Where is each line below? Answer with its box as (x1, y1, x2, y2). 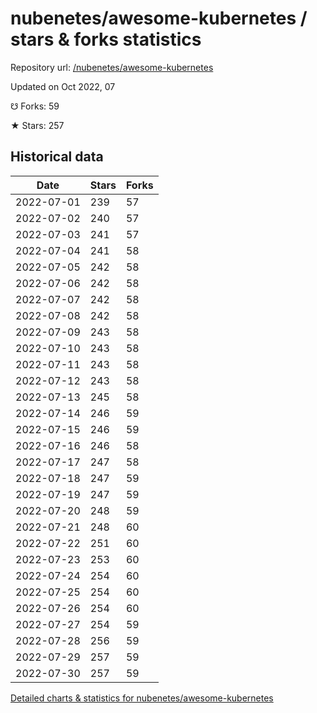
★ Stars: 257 (10, 119, 65, 131)
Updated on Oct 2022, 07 (10, 80, 116, 92)
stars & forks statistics (10, 28, 202, 51)
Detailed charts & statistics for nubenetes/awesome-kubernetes (10, 692, 274, 704)
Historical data (10, 148, 104, 166)
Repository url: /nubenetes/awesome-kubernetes (10, 61, 214, 73)
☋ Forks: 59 (10, 100, 60, 112)
